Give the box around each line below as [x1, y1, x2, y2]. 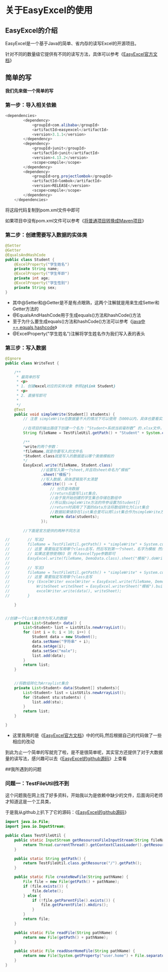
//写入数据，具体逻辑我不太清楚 [40, 476, 98, 482]
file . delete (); [31, 888, 64, 894]
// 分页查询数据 [49, 486, 79, 491]
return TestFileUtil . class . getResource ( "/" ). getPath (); [23, 861, 142, 866]
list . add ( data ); [31, 653, 66, 658]
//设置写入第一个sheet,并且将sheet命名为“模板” [40, 467, 131, 472]
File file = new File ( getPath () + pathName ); [23, 879, 120, 884]
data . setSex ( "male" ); [31, 648, 77, 653]
